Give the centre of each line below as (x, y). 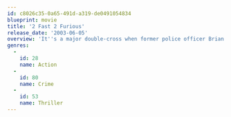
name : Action (38, 65)
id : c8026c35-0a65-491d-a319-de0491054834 (69, 13)
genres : (18, 45)
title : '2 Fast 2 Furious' (46, 26)
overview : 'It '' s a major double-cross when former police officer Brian (116, 39)
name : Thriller (41, 103)
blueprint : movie (32, 20)
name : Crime (37, 84)
